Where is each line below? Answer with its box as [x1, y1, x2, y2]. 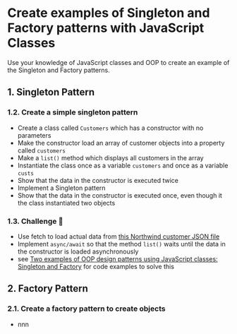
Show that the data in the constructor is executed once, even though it [17, 191, 222, 199]
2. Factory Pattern [7, 282, 88, 294]
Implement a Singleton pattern [17, 184, 106, 192]
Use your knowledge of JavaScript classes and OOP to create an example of [7, 58, 230, 66]
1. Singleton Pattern [7, 86, 95, 98]
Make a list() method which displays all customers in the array [17, 153, 204, 162]
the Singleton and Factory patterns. [7, 66, 111, 74]
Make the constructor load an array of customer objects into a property [17, 138, 225, 147]
